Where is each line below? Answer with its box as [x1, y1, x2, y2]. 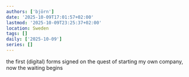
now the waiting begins [6, 64, 63, 71]
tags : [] [6, 31, 28, 37]
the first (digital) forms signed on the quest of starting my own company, [6, 57, 184, 65]
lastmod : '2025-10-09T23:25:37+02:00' [6, 20, 102, 25]
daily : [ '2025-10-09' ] [6, 36, 62, 42]
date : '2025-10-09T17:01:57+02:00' [6, 14, 94, 20]
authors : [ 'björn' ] [6, 8, 55, 15]
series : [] [6, 42, 33, 48]
